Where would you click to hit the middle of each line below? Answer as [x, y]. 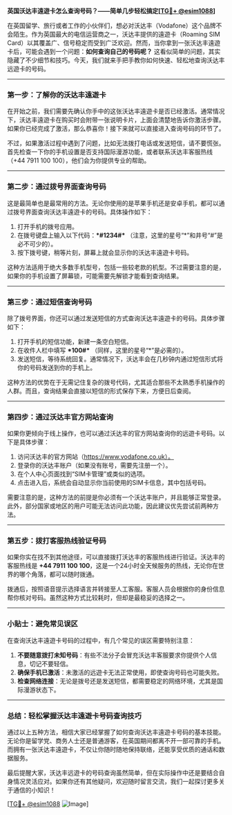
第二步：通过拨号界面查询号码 [57, 187]
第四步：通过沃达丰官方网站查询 [60, 416]
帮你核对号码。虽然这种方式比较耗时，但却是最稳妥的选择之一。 [98, 598]
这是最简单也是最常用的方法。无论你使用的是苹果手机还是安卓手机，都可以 [113, 203]
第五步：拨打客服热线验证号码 [57, 541]
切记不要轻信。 [51, 663]
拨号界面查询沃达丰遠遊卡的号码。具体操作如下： [83, 212]
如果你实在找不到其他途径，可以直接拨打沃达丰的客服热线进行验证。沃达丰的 [116, 557]
